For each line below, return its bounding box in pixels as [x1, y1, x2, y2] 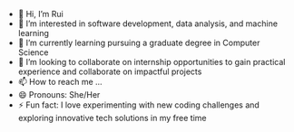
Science [17, 47, 49, 58]
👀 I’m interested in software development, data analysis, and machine [17, 18, 279, 29]
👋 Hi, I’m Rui [17, 9, 64, 19]
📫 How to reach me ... [17, 77, 103, 87]
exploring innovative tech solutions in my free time [17, 113, 207, 123]
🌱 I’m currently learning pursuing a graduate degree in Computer [17, 37, 260, 48]
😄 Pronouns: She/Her [17, 90, 101, 99]
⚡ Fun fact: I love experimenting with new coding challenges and [17, 99, 260, 110]
